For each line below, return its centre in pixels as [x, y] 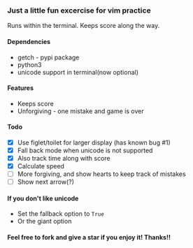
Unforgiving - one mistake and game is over [81, 111]
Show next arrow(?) [46, 182]
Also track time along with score [64, 159]
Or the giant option [44, 221]
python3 [29, 64]
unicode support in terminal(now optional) [78, 72]
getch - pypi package [48, 57]
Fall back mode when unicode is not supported [85, 150]
